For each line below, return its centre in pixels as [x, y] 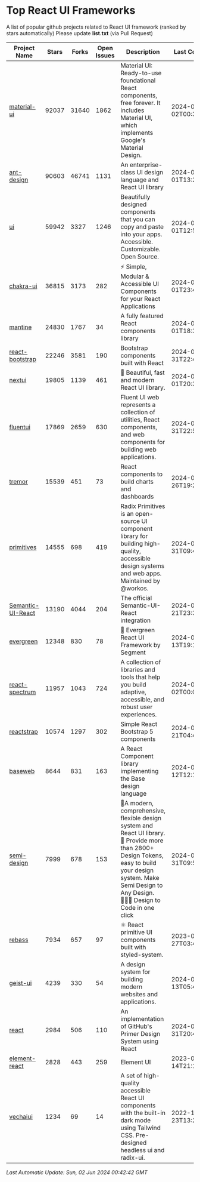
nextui [18, 380]
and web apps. [141, 573]
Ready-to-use [141, 73]
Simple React [139, 724]
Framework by [140, 645]
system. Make [140, 878]
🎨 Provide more [142, 841]
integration [136, 620]
